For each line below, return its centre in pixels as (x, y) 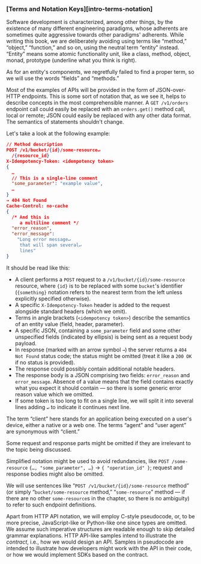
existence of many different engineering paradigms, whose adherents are (97, 28)
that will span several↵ (51, 245)
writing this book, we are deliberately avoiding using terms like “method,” (97, 41)
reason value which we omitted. (54, 394)
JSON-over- (171, 90)
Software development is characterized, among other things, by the (90, 22)
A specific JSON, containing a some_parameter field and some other (98, 330)
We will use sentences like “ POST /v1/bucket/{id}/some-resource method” (97, 485)
